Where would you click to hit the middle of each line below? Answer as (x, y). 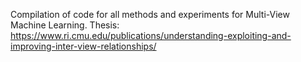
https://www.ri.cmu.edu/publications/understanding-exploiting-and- (151, 35)
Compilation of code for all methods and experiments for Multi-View (150, 14)
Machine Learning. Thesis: (65, 25)
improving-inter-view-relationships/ (83, 46)
